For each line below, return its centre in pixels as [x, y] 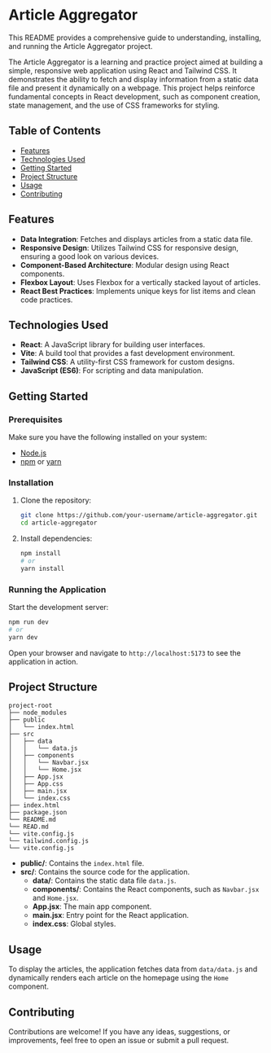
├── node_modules [38, 713]
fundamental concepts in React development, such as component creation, [134, 96]
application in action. [44, 661]
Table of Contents [55, 131]
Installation [31, 482]
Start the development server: [59, 608]
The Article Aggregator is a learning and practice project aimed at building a [135, 62]
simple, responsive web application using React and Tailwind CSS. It [123, 70]
